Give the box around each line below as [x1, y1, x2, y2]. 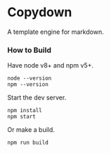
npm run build [7, 139, 49, 147]
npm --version [7, 81, 49, 88]
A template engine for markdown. [7, 27, 104, 36]
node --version [7, 75, 52, 82]
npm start [7, 114, 37, 121]
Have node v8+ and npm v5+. [7, 61, 93, 70]
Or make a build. [7, 126, 55, 134]
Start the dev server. [7, 93, 67, 102]
